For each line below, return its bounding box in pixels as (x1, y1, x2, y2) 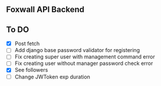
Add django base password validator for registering (14, 47, 140, 54)
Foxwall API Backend (6, 5, 84, 15)
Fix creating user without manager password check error (14, 60, 153, 67)
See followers (14, 67, 48, 74)
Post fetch (14, 40, 40, 47)
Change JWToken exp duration (14, 73, 90, 80)
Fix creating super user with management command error (14, 53, 155, 60)
